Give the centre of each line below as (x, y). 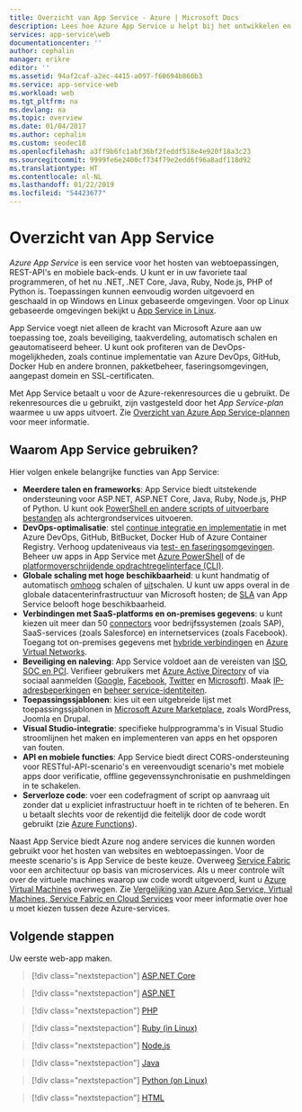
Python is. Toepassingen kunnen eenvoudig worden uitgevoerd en (132, 291)
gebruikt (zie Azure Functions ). (80, 823)
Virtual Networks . (55, 651)
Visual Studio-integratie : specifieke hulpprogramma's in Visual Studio (153, 728)
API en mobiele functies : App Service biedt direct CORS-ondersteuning (155, 757)
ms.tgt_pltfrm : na (44, 101)
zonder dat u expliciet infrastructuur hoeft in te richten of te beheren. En (155, 804)
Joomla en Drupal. (57, 718)
